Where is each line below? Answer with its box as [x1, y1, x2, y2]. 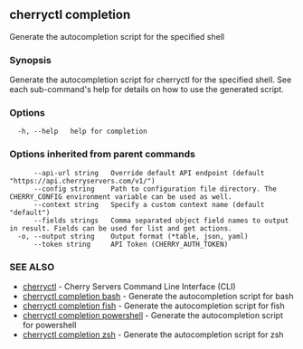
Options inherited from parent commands [9, 148, 196, 161]
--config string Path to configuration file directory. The [33, 184, 278, 193]
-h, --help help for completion [17, 127, 147, 137]
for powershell [22, 320, 77, 330]
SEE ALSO [9, 260, 55, 273]
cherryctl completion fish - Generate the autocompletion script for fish [22, 300, 285, 311]
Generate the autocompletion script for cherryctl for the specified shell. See [9, 74, 292, 85]
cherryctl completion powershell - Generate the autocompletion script [22, 310, 283, 320]
